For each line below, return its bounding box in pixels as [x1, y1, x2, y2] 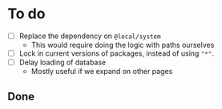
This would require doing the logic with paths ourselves [30, 41, 215, 49]
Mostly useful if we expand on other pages [30, 67, 173, 76]
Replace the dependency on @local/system [18, 31, 161, 41]
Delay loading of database [18, 57, 107, 68]
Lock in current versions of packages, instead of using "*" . [18, 49, 214, 58]
